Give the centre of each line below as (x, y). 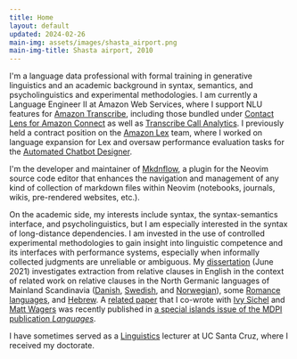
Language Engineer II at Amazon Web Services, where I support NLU (136, 104)
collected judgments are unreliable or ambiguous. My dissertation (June (141, 262)
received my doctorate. (52, 346)
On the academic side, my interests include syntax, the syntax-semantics (144, 215)
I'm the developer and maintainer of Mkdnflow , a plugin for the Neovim (139, 169)
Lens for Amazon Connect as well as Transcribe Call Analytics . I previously (147, 123)
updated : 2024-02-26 (48, 34)
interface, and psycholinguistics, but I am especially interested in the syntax (148, 224)
